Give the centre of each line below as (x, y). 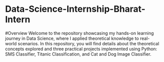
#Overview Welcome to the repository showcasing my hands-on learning (80, 33)
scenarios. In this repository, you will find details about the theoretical (88, 43)
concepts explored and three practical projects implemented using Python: (81, 49)
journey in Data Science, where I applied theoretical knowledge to (72, 38)
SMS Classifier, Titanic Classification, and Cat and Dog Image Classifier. (78, 54)
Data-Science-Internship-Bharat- (75, 9)
